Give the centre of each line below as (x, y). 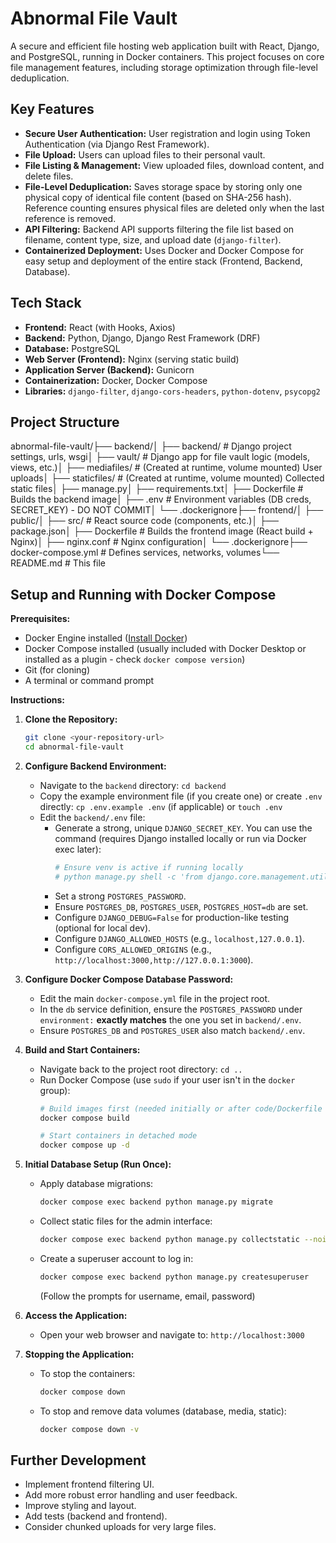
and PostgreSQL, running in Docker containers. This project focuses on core (167, 56)
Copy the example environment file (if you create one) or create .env (181, 796)
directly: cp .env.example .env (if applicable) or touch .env (161, 806)
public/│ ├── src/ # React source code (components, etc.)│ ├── (144, 521)
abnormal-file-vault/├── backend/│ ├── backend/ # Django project (151, 446)
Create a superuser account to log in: (116, 1258)
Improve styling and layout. (80, 1506)
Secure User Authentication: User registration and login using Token (167, 133)
